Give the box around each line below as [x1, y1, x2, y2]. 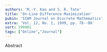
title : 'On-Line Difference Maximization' [5, 12, 92, 16]
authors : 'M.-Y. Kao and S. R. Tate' [5, 7, 82, 12]
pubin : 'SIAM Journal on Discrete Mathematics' [5, 16, 104, 21]
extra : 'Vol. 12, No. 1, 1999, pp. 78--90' [5, 20, 95, 26]
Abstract [5, 43, 22, 48]
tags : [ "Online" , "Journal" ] [5, 29, 62, 34]
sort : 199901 [5, 25, 32, 30]
